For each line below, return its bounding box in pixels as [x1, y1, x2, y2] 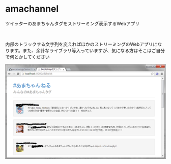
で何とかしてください [5, 54, 50, 60]
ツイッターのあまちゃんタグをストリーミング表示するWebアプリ [5, 20, 140, 26]
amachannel [5, 3, 59, 15]
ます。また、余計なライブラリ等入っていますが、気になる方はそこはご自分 [9, 47, 165, 53]
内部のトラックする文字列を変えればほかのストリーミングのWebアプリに [5, 41, 158, 47]
